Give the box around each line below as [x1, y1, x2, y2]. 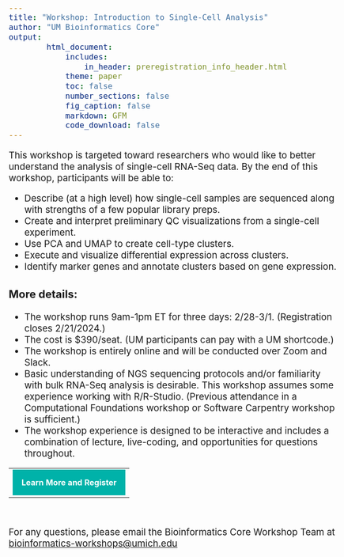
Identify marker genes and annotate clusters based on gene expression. [24, 260, 337, 273]
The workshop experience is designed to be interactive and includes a [24, 424, 330, 437]
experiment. [24, 226, 77, 239]
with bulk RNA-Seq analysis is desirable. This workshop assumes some [24, 379, 335, 392]
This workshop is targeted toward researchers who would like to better [9, 149, 316, 161]
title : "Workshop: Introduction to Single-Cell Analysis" [9, 13, 269, 23]
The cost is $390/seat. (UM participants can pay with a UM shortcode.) [24, 333, 335, 346]
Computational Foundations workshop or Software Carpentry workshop [24, 401, 335, 414]
